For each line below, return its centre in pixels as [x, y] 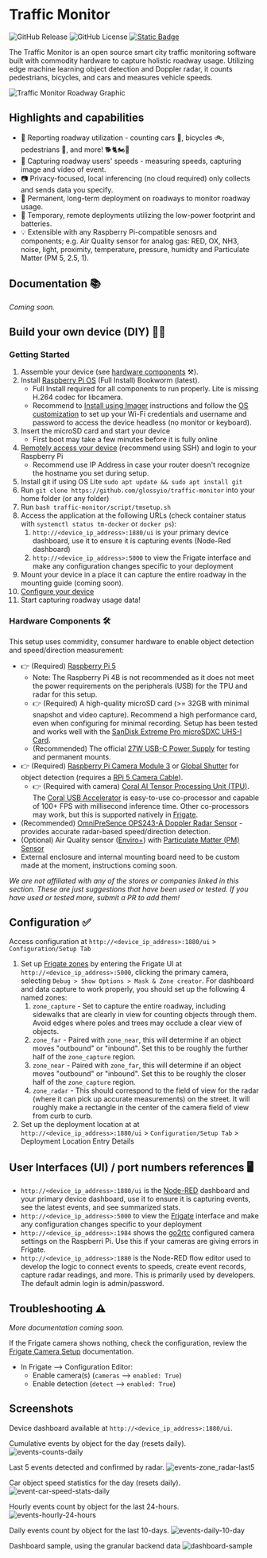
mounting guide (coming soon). [72, 583]
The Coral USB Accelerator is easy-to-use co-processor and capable [145, 798]
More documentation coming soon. [66, 1327]
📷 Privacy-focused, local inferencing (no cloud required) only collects [135, 178]
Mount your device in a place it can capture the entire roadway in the [133, 575]
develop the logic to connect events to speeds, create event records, [133, 1267]
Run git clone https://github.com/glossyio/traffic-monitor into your [137, 490]
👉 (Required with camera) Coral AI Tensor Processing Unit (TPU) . [141, 786]
